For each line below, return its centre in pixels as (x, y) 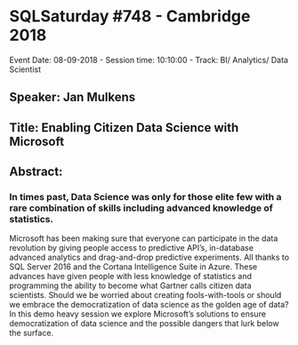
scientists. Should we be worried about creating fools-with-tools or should (145, 295)
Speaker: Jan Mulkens (72, 97)
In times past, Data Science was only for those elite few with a (145, 197)
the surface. (32, 333)
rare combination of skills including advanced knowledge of (141, 208)
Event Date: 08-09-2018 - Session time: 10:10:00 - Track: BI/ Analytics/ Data (149, 60)
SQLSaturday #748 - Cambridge (130, 16)
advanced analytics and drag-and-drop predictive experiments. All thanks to (149, 257)
